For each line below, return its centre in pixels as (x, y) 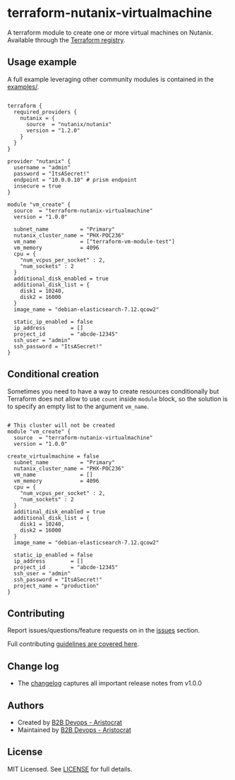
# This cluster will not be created (61, 425)
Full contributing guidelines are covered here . (73, 644)
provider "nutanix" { (39, 161)
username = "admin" (42, 167)
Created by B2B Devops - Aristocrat (70, 722)
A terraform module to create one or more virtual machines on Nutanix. (110, 32)
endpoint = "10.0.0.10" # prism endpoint (76, 180)
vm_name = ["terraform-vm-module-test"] (94, 241)
